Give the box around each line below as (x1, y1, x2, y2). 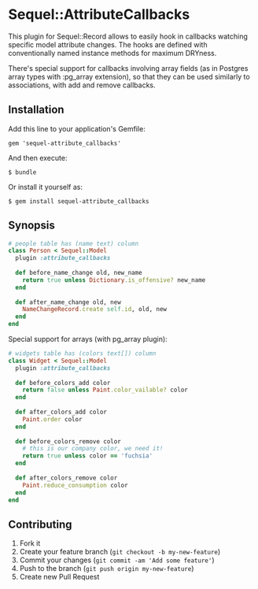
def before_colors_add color (15, 379, 111, 387)
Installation (8, 103, 64, 117)
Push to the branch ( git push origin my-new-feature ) (19, 564, 194, 573)
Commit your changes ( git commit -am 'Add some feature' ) (19, 555, 215, 565)
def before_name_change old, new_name (15, 269, 143, 277)
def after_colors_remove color (15, 474, 118, 482)
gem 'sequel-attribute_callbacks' (8, 139, 122, 147)
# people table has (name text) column (8, 239, 139, 247)
